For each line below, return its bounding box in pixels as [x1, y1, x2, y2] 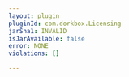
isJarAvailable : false [8, 34, 85, 43]
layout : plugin [8, 11, 60, 20]
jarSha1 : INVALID [8, 27, 67, 35]
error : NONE [8, 42, 49, 50]
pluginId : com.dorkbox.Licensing [8, 19, 122, 28]
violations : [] [8, 49, 60, 58]
